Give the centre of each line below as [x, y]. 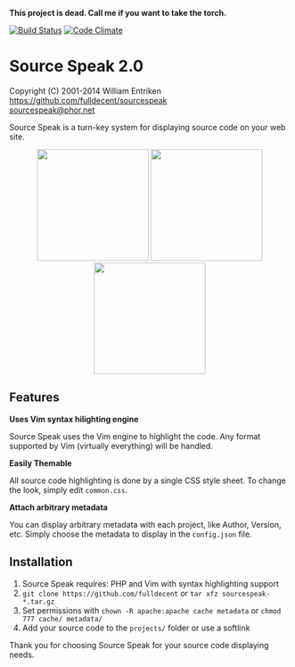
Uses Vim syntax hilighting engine [74, 419]
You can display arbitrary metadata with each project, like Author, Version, [145, 524]
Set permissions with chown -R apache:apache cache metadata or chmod [152, 610]
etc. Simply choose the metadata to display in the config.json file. [131, 534]
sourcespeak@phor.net [52, 110]
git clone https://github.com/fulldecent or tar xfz [120, 593]
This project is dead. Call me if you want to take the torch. [118, 13]
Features [34, 398]
